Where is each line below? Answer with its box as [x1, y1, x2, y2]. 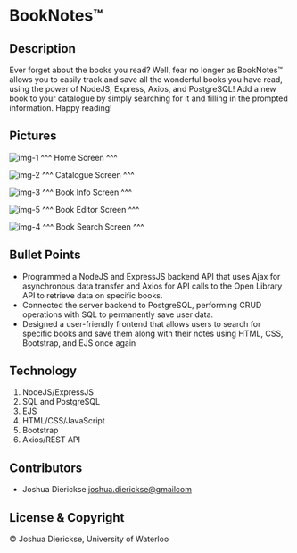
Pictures [9, 129, 57, 144]
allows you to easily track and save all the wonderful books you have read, [9, 74, 283, 85]
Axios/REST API [21, 434, 80, 445]
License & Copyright [9, 510, 125, 525]
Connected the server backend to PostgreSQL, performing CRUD [21, 299, 262, 310]
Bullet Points [9, 247, 81, 263]
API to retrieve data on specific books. [21, 289, 163, 300]
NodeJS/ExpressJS [21, 387, 95, 398]
